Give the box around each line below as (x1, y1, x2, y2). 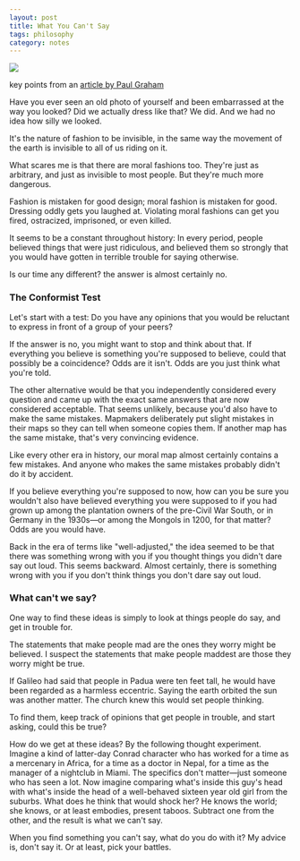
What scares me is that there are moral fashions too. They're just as (9, 160, 260, 171)
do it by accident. (9, 468, 73, 479)
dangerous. (9, 179, 52, 190)
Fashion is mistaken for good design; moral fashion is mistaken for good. (9, 196, 278, 207)
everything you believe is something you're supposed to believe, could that (9, 348, 287, 359)
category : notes (9, 38, 70, 47)
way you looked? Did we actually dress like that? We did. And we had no (9, 107, 276, 117)
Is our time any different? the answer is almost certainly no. (9, 269, 228, 280)
